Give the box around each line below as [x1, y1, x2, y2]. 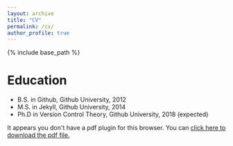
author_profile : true [7, 29, 70, 37]
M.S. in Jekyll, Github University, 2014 [17, 103, 126, 111]
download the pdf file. [7, 131, 71, 139]
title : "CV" [7, 17, 42, 24]
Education [7, 73, 67, 89]
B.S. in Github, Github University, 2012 [17, 95, 127, 104]
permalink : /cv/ [7, 23, 54, 30]
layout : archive [7, 10, 54, 17]
